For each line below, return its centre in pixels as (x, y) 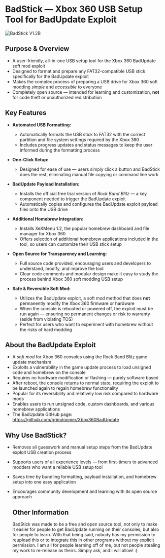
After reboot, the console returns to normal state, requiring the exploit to (85, 383)
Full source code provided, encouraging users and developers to (85, 263)
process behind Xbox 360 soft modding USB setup (71, 279)
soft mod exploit (29, 66)
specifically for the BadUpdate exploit (50, 76)
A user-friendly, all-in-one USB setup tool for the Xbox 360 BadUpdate (84, 61)
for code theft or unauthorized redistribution (57, 97)
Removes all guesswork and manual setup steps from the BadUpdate (82, 447)
